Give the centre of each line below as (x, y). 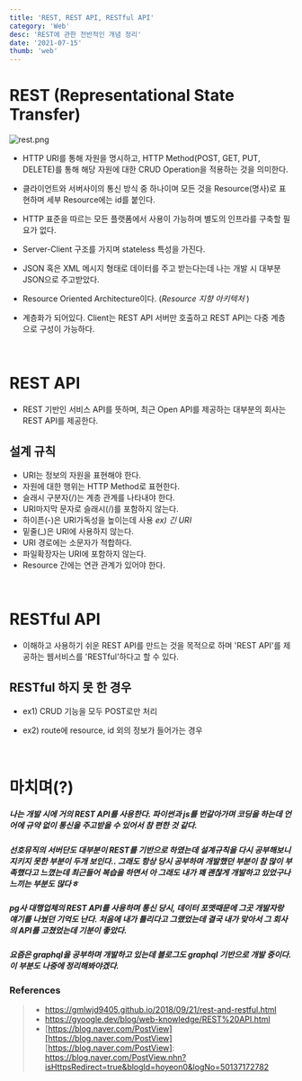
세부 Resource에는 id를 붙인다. (101, 200)
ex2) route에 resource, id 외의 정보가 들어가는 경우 (112, 730)
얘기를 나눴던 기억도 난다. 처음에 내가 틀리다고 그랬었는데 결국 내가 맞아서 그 (140, 919)
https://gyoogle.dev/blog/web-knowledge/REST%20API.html (158, 1019)
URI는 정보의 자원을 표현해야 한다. (82, 475)
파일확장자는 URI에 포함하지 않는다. (84, 553)
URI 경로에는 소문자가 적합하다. (77, 542)
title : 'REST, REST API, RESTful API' (82, 18)
